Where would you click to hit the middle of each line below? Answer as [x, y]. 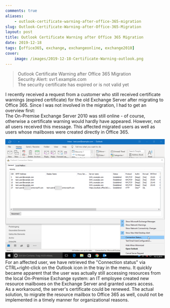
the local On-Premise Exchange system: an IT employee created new [77, 278]
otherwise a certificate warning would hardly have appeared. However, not [83, 121]
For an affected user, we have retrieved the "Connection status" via [75, 262]
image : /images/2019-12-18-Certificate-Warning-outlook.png [79, 59]
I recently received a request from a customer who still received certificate [83, 94]
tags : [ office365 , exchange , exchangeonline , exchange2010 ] [70, 48]
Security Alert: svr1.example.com [52, 79]
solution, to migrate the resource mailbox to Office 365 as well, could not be [84, 294]
